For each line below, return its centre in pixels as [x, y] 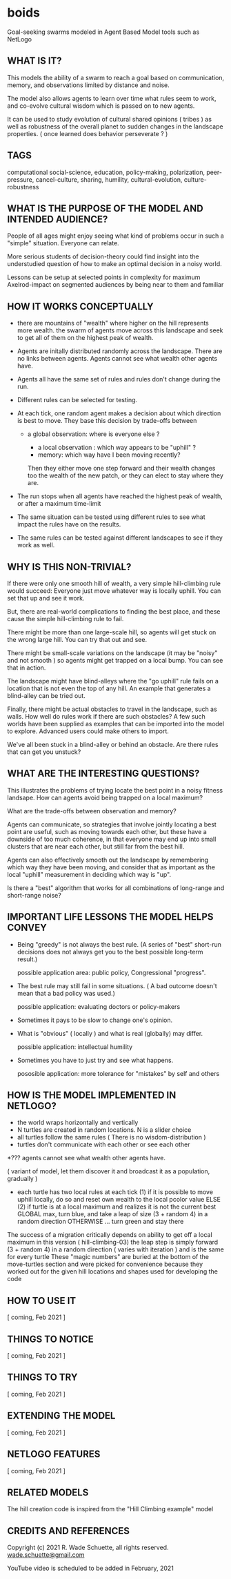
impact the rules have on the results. [69, 524]
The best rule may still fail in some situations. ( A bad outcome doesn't [117, 985]
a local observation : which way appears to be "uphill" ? [117, 448]
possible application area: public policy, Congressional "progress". [111, 972]
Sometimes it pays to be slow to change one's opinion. [95, 1020]
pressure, [21, 179]
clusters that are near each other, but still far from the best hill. [96, 846]
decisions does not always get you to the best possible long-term [110, 952]
